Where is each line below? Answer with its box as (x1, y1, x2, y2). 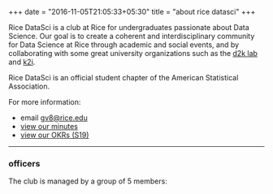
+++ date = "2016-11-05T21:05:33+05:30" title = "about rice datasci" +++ (8, 7, 256, 16)
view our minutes (19, 122, 79, 131)
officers (8, 157, 41, 169)
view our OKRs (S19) (19, 130, 89, 140)
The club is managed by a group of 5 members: (8, 176, 168, 186)
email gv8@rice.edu (19, 113, 88, 123)
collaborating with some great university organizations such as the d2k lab (8, 49, 258, 58)
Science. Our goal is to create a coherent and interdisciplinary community (8, 32, 255, 41)
